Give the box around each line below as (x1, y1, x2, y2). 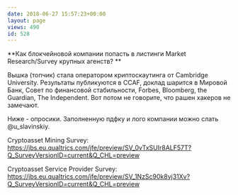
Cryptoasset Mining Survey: (7, 136, 89, 145)
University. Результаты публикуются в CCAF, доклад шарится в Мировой (7, 79, 228, 87)
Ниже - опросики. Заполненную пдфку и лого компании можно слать (7, 115, 219, 123)
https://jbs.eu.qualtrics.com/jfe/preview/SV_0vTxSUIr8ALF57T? (7, 143, 192, 152)
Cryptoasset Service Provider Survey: (7, 165, 118, 174)
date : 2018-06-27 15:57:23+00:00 (7, 10, 106, 18)
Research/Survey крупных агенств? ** (7, 57, 122, 66)
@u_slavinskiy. (7, 122, 50, 131)
